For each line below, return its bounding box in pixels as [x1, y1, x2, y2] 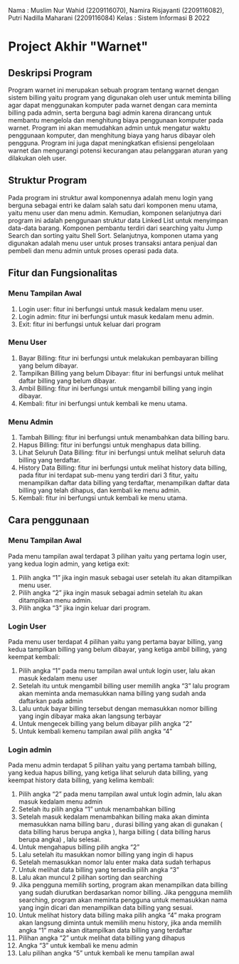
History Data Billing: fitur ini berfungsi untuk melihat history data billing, [18, 463, 227, 472]
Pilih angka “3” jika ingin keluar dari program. [18, 603, 151, 612]
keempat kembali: [8, 653, 60, 661]
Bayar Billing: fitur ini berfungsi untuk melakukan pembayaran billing [18, 353, 218, 362]
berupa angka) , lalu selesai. [18, 835, 102, 844]
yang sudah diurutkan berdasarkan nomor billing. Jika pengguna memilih [18, 888, 233, 897]
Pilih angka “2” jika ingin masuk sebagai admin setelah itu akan [18, 588, 203, 597]
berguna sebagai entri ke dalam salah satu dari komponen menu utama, [8, 201, 218, 209]
